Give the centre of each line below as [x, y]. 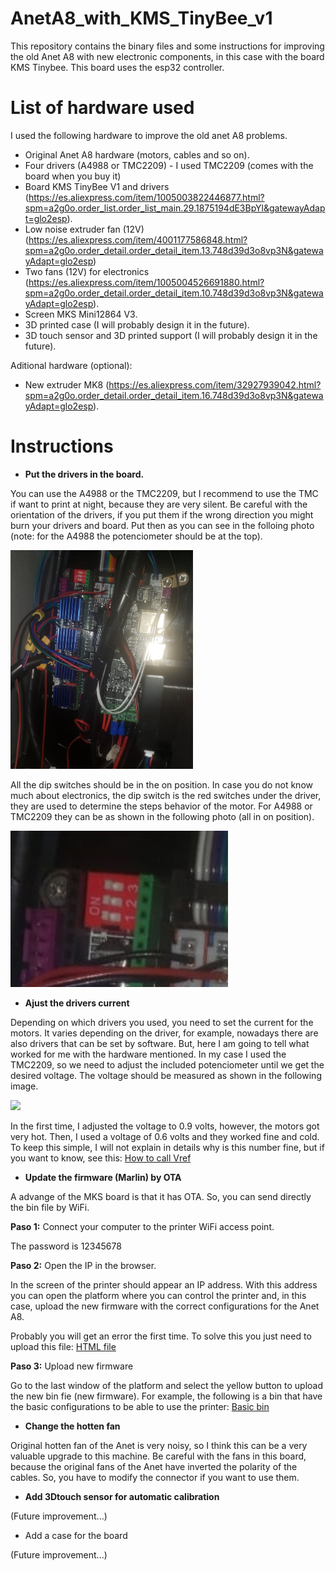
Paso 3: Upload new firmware [72, 1366]
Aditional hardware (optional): [71, 365]
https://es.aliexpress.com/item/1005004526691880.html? [146, 282]
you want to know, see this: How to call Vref [101, 1158]
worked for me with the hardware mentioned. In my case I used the [148, 1054]
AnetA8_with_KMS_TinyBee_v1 [141, 18]
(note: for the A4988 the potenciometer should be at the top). [136, 536]
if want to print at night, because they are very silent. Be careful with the [159, 504]
